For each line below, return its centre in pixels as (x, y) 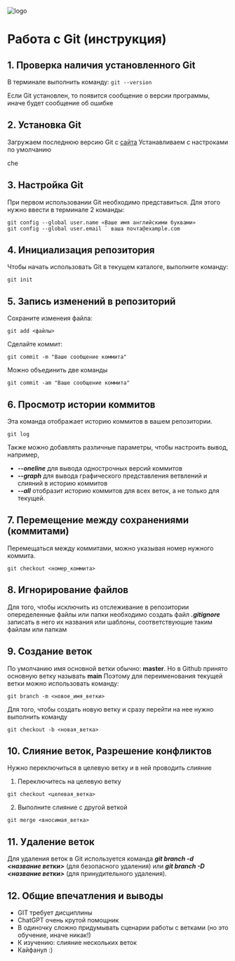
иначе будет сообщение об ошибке (60, 103)
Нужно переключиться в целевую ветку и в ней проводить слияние (109, 768)
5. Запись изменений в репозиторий (92, 301)
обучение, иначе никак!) (54, 935)
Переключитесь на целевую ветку (69, 782)
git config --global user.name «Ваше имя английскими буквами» (102, 222)
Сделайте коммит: (35, 344)
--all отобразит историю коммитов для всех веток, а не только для (118, 491)
